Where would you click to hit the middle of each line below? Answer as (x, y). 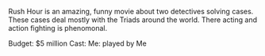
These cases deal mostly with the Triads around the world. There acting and (133, 20)
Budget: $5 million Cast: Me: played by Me (77, 43)
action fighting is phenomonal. (58, 28)
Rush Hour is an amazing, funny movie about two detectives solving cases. (131, 11)
